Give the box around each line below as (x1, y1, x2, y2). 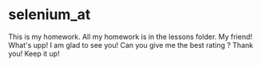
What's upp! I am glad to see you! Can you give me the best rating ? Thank (8, 40, 254, 49)
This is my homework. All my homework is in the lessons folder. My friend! (8, 32, 253, 41)
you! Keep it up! (8, 49, 60, 58)
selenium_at (8, 6, 91, 24)
